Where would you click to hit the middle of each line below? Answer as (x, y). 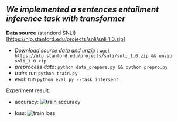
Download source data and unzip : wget (62, 50)
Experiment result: (28, 90)
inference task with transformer (66, 19)
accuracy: (27, 102)
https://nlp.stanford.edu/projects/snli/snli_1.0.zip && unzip (93, 56)
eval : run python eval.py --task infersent (66, 79)
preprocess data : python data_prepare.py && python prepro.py (91, 67)
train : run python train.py (46, 73)
